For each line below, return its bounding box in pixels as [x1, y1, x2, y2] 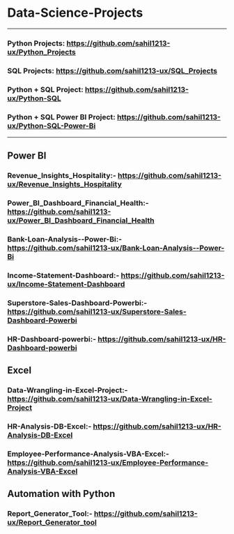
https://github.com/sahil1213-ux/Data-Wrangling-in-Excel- [7, 394, 212, 404]
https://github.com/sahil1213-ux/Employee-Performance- [7, 458, 209, 468]
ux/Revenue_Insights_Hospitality [7, 179, 122, 189]
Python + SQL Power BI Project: [7, 112, 116, 121]
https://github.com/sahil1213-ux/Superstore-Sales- [7, 307, 187, 316]
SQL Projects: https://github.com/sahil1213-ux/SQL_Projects [7, 66, 218, 75]
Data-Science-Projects [7, 5, 143, 21]
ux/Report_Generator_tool [7, 518, 97, 528]
